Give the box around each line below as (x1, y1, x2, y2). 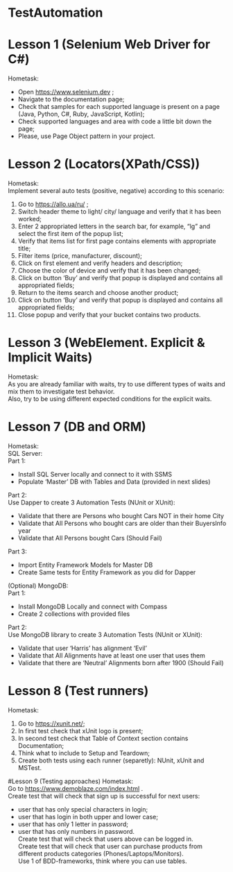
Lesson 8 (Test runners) (8, 683, 149, 699)
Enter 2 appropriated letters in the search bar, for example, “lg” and (17, 222, 211, 230)
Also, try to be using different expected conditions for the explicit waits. (8, 395, 212, 403)
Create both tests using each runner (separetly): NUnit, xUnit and (17, 756, 205, 764)
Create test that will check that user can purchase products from (17, 841, 203, 850)
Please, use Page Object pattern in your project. (17, 132, 155, 140)
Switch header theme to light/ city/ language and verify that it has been (17, 207, 221, 216)
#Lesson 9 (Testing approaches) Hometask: (8, 777, 134, 785)
